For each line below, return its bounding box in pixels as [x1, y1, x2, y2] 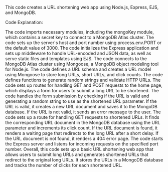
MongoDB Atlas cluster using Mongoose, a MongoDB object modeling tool [5, 61, 159, 67]
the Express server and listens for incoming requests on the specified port [5, 141, 159, 147]
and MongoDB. [5, 10, 37, 16]
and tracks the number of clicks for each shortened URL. [5, 162, 123, 168]
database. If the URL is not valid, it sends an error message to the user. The [5, 109, 161, 115]
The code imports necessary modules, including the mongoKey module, [5, 29, 154, 35]
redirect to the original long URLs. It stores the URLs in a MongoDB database [5, 157, 163, 162]
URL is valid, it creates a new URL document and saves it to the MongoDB [5, 104, 158, 109]
